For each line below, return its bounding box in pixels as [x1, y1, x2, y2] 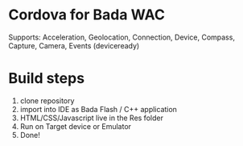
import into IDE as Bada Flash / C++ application [19, 104, 177, 114]
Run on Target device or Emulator [19, 121, 131, 131]
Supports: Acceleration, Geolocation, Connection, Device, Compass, [8, 32, 236, 42]
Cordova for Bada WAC [8, 6, 165, 24]
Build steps [8, 69, 85, 88]
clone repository [19, 95, 75, 106]
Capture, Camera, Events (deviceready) [8, 40, 140, 50]
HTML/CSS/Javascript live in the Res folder [19, 113, 163, 123]
